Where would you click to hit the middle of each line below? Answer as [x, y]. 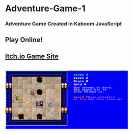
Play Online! [24, 40]
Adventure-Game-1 [45, 9]
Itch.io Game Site [32, 56]
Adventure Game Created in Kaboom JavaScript [64, 24]
